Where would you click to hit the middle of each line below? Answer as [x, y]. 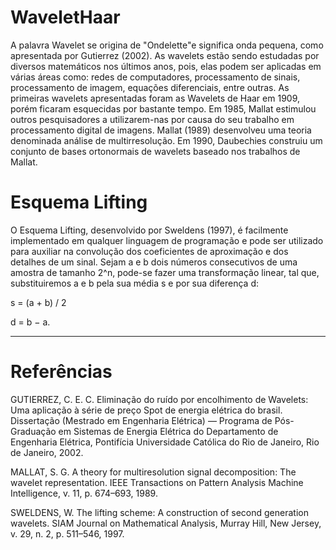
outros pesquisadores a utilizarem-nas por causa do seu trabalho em [152, 119]
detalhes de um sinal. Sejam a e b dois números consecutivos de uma [154, 262]
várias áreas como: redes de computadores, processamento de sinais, [155, 77]
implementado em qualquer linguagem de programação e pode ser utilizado [167, 240]
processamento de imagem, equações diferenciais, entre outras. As [150, 87]
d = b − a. [30, 322]
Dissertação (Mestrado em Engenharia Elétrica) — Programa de [141, 420]
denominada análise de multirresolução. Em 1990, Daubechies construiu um [166, 140]
